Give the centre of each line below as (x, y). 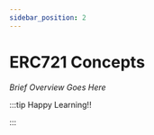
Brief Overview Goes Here (58, 87)
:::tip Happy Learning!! (50, 104)
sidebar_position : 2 (48, 18)
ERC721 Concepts (77, 62)
